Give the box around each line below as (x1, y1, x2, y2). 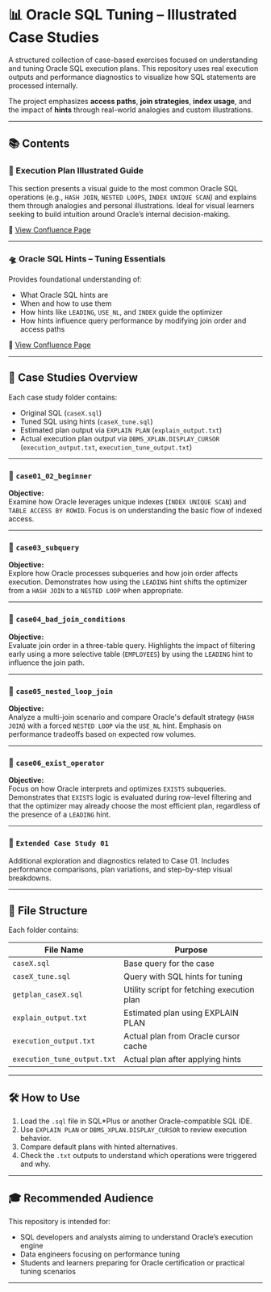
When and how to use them (19, 299, 112, 308)
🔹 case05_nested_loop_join (8, 685, 114, 696)
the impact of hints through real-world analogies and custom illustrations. (8, 105, 253, 115)
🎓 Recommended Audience (8, 1191, 154, 1205)
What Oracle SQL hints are (19, 290, 109, 299)
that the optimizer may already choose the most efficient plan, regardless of (8, 801, 261, 811)
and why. (19, 1159, 51, 1169)
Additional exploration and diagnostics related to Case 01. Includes (8, 855, 230, 865)
